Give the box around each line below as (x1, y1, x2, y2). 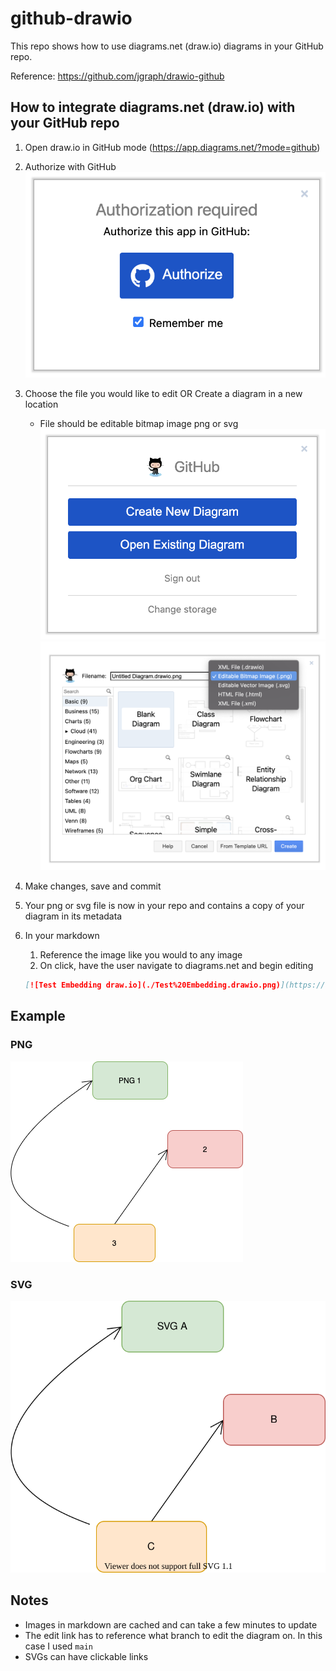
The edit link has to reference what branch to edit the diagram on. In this (24, 1629, 323, 1641)
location (24, 398, 59, 411)
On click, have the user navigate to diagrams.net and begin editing (39, 960, 314, 972)
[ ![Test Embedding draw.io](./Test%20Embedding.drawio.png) (24, 980, 281, 991)
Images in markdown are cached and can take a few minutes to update (24, 1618, 318, 1631)
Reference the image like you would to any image (39, 949, 243, 961)
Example (10, 1008, 66, 1025)
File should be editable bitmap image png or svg (39, 418, 239, 430)
